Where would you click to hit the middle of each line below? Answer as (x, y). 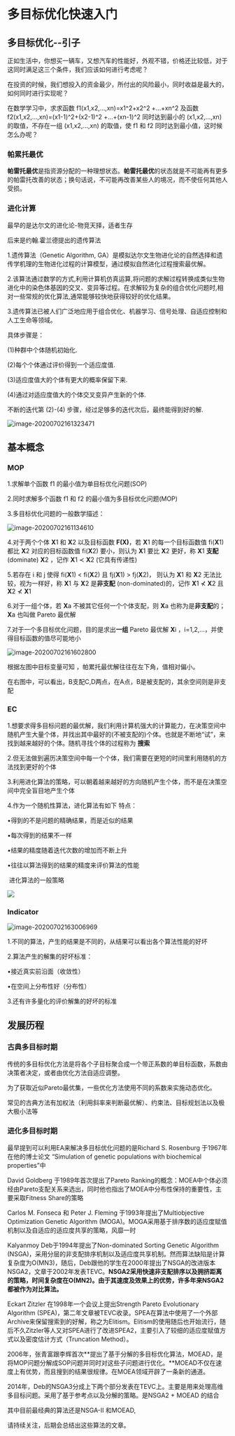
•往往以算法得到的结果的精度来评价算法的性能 (73, 865)
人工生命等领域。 (32, 320)
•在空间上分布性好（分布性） (49, 986)
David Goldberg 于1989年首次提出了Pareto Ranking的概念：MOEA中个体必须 (117, 1180)
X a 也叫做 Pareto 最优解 (42, 614)
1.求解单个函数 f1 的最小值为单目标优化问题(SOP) (77, 484)
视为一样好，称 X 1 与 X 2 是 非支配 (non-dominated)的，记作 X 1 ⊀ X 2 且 (121, 584)
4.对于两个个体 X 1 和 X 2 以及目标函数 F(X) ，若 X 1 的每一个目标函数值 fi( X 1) (116, 542)
